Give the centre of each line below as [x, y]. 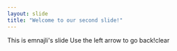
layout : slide [28, 14]
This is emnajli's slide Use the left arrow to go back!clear [88, 40]
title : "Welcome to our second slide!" [65, 20]
